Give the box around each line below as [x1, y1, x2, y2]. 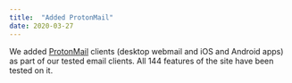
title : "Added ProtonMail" [9, 12, 114, 22]
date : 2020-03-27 [9, 21, 74, 30]
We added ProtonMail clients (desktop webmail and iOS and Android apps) [9, 46, 284, 56]
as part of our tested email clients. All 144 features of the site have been [9, 55, 274, 66]
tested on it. [9, 64, 54, 76]
